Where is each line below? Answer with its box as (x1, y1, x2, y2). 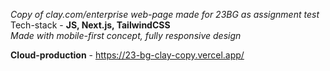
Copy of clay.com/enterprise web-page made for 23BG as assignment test (10, 9, 320, 20)
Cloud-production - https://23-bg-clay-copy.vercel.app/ (10, 49, 245, 61)
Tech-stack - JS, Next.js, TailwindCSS (10, 19, 171, 31)
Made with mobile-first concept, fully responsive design (10, 30, 242, 41)
